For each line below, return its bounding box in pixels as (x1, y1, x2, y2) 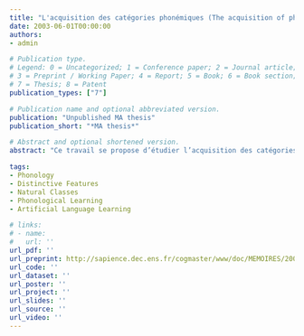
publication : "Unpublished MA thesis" (9, 113, 156, 122)
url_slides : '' (9, 296, 67, 305)
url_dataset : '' (9, 271, 71, 280)
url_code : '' (9, 263, 59, 272)
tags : (9, 163, 30, 172)
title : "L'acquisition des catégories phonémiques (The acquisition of (9, 13, 285, 23)
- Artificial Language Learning (9, 204, 131, 213)
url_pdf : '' (9, 246, 54, 255)
